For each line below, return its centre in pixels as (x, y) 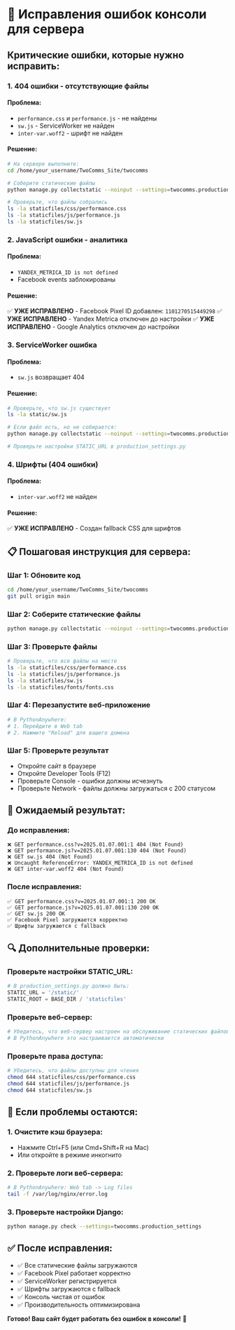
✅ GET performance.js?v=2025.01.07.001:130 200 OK (83, 907)
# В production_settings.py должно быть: (69, 986)
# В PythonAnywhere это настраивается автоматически (86, 1038)
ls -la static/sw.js (37, 415)
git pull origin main (39, 596)
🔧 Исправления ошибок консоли (107, 14)
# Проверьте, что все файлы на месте (62, 661)
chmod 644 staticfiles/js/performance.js (69, 1084)
